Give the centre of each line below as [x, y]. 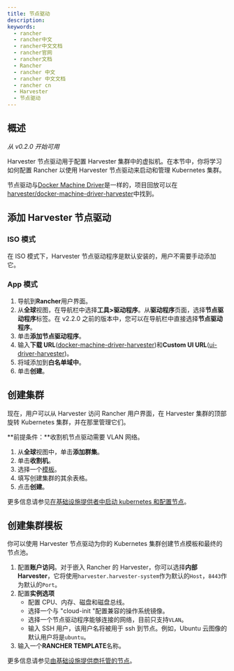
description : [26, 20]
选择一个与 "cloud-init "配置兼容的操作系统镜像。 [98, 611]
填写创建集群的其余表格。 [54, 478]
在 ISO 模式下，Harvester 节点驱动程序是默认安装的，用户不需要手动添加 [112, 256]
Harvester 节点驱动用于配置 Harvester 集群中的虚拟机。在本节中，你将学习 [115, 161]
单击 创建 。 [33, 370]
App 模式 [23, 284]
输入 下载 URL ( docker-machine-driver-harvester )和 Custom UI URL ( [113, 345]
